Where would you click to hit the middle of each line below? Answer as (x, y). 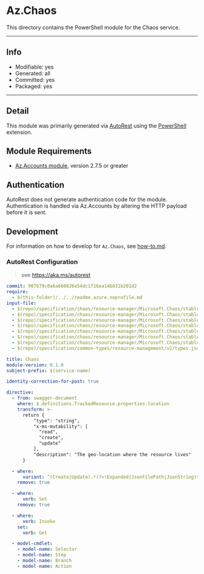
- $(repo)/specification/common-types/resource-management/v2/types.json (107, 348)
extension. (19, 132)
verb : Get (35, 533)
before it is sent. (27, 213)
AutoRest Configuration (42, 262)
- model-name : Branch (44, 561)
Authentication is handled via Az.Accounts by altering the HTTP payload (97, 206)
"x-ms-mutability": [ (60, 426)
